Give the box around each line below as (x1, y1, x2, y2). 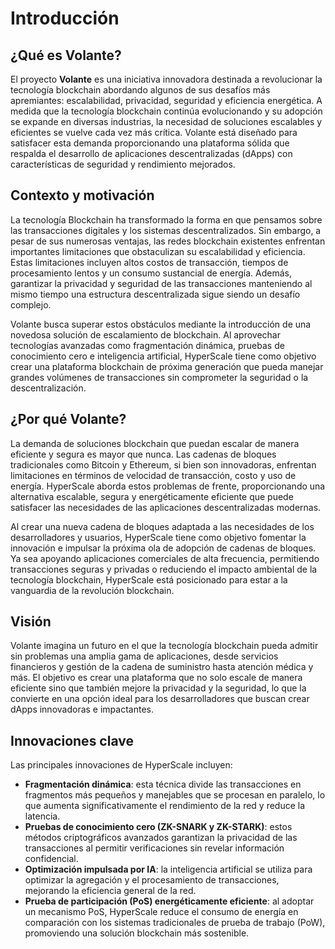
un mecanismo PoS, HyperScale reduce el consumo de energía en (24, 906, 299, 918)
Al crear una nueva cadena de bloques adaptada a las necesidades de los (10, 520, 315, 532)
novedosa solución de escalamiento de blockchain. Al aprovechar (10, 328, 281, 341)
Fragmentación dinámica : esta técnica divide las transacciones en (24, 778, 302, 791)
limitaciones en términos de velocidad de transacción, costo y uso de (10, 469, 297, 481)
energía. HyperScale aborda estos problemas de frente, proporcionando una (10, 480, 326, 492)
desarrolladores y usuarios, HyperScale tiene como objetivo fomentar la (10, 531, 307, 543)
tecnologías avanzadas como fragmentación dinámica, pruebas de (10, 339, 285, 351)
